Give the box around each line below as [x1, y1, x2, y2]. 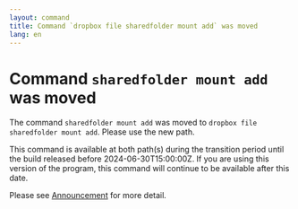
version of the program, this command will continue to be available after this [9, 163, 290, 174]
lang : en [9, 30, 42, 39]
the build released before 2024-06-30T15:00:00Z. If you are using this [9, 153, 270, 164]
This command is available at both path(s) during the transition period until [9, 144, 285, 155]
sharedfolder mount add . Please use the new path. [9, 126, 195, 137]
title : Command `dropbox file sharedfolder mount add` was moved [9, 22, 258, 30]
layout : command [9, 13, 70, 22]
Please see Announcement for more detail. [9, 190, 167, 201]
